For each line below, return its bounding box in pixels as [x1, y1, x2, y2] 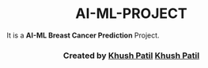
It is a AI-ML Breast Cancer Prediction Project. [6, 30, 160, 40]
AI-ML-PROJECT [75, 5, 187, 23]
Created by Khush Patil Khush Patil [62, 50, 200, 61]
